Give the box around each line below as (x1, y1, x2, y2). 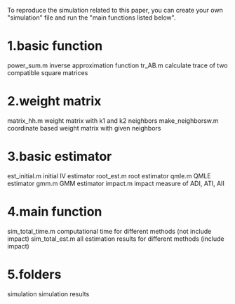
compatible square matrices (7, 68, 88, 77)
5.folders (7, 266, 62, 282)
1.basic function (7, 38, 103, 54)
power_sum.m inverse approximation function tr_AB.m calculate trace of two (7, 61, 228, 70)
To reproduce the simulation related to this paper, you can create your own (7, 6, 223, 14)
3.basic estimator (7, 149, 112, 164)
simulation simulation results (7, 289, 90, 298)
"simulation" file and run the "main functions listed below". (7, 13, 176, 22)
